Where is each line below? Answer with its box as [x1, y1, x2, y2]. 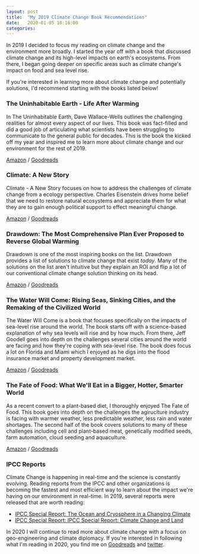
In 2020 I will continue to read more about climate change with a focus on [6, 528, 187, 536]
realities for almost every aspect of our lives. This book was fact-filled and [6, 119, 188, 127]
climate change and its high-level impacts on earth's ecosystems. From [6, 54, 181, 61]
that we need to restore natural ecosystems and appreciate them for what [6, 197, 187, 204]
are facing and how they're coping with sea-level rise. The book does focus [6, 342, 191, 350]
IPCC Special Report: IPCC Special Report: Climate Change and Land [14, 517, 184, 524]
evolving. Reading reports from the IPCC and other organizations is [6, 480, 170, 487]
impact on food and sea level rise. [6, 67, 89, 74]
